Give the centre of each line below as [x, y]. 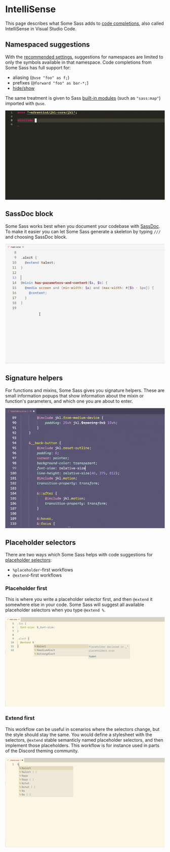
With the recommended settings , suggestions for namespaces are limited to [84, 57]
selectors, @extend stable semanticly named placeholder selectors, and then [84, 740]
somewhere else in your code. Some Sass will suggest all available [75, 605]
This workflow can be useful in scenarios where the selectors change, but [82, 729]
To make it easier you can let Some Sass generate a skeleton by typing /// [83, 231]
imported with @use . [26, 103]
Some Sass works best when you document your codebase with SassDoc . [83, 226]
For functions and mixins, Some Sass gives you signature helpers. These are [85, 390]
